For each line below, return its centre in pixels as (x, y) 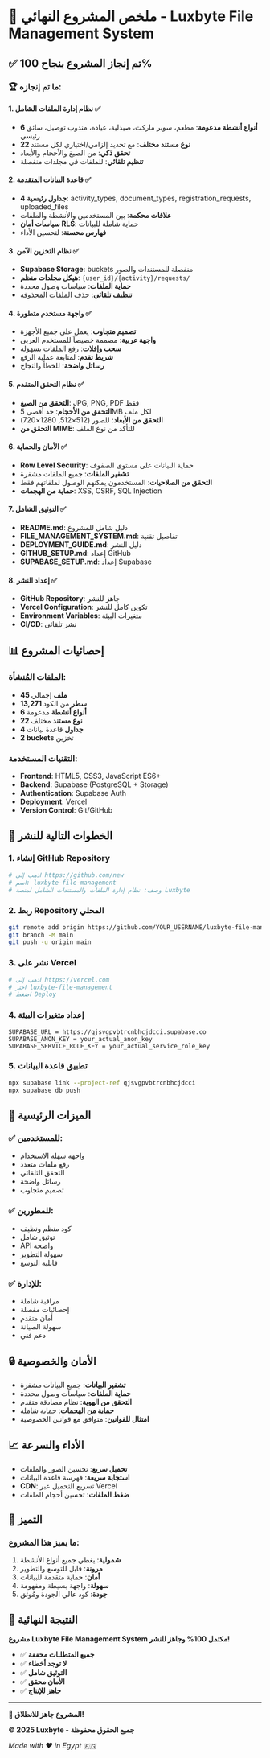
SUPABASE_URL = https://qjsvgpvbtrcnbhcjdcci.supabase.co (107, 1032)
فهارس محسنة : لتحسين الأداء (63, 232)
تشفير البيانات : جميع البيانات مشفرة (73, 1385)
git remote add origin (46, 927)
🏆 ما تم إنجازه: (35, 86)
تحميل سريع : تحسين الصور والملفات (74, 1468)
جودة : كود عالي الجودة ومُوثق (63, 1594)
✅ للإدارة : (25, 1283)
